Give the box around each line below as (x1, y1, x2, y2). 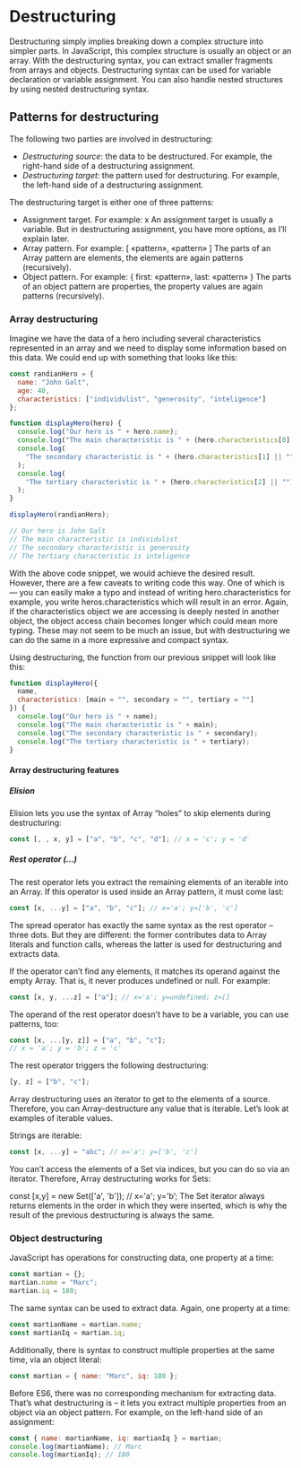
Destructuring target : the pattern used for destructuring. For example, (21, 169, 280, 180)
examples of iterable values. (9, 1113, 114, 1124)
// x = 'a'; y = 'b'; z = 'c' (9, 1044, 123, 1053)
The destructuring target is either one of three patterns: (9, 196, 214, 207)
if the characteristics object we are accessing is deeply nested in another (9, 605, 279, 616)
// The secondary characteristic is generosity (9, 543, 191, 552)
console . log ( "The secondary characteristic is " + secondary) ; (17, 728, 258, 737)
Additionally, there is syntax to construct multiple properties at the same (9, 1344, 275, 1355)
